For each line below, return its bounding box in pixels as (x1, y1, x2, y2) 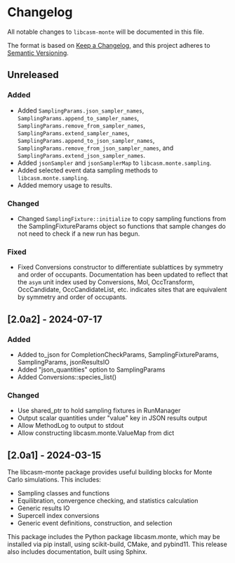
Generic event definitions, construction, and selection (17, 519, 173, 528)
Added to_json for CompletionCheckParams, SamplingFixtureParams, (17, 350, 219, 359)
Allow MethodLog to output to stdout (17, 422, 124, 430)
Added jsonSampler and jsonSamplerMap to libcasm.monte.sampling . (17, 158, 212, 167)
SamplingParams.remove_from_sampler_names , (17, 121, 146, 129)
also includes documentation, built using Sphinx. (7, 548, 147, 556)
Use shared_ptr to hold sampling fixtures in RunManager (17, 406, 181, 415)
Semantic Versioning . (7, 49, 69, 57)
